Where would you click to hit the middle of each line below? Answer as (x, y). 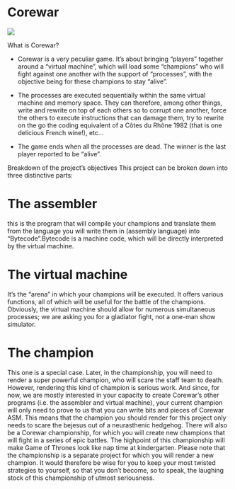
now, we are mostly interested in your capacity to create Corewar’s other (113, 395)
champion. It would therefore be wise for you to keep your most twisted (111, 462)
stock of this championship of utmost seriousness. (81, 478)
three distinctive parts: (40, 175)
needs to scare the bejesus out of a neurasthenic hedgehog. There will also (117, 425)
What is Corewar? (33, 45)
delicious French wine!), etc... (61, 132)
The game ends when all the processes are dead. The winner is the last (122, 146)
